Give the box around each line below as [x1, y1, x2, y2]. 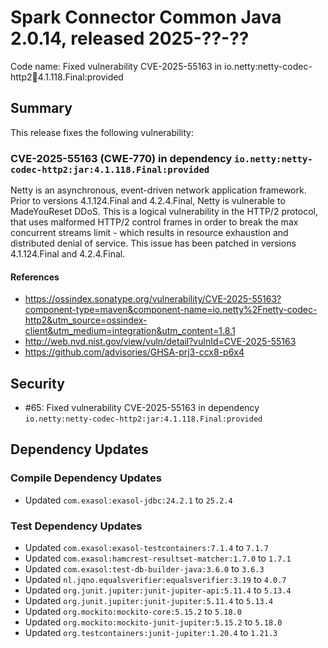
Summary [10, 100, 73, 117]
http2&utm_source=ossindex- [24, 314, 148, 326]
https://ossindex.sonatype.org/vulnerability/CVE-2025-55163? [24, 293, 282, 305]
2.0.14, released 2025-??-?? [10, 27, 250, 50]
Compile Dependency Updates [10, 471, 162, 485]
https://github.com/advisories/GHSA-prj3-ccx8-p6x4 [24, 346, 245, 358]
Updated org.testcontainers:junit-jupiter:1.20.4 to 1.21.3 [24, 627, 278, 639]
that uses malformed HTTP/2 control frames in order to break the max [10, 216, 299, 228]
